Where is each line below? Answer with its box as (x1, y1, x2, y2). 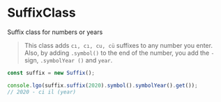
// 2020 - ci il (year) (7, 88, 77, 95)
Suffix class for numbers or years (7, 28, 103, 36)
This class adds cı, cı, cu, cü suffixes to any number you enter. (24, 41, 213, 49)
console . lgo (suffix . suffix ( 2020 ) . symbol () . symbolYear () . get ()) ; (7, 82, 198, 89)
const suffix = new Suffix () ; (7, 69, 96, 76)
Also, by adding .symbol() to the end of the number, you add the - (24, 49, 215, 57)
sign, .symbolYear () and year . (24, 56, 113, 64)
